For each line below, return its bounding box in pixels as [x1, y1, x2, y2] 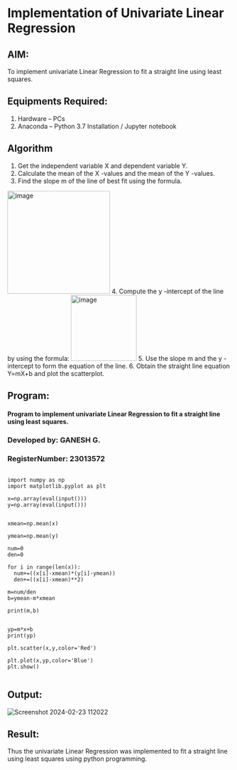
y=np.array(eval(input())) [7, 501, 87, 508]
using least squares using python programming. [7, 754, 148, 763]
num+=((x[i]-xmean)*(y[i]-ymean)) [13, 569, 116, 577]
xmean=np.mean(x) [7, 520, 59, 527]
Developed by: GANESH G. [7, 435, 101, 445]
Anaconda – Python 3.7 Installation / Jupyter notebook [17, 122, 177, 130]
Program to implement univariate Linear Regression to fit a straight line [7, 409, 221, 418]
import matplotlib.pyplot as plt [7, 482, 106, 490]
